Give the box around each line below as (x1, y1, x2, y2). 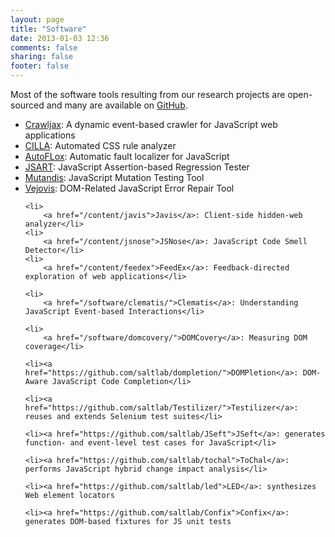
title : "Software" (10, 24, 87, 34)
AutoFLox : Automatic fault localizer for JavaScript (24, 151, 230, 162)
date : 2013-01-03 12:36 (10, 33, 110, 43)
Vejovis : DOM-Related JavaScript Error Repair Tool (24, 182, 235, 194)
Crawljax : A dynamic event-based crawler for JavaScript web (24, 119, 278, 130)
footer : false (10, 61, 70, 71)
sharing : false (10, 52, 74, 62)
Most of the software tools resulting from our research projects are (10, 89, 286, 100)
